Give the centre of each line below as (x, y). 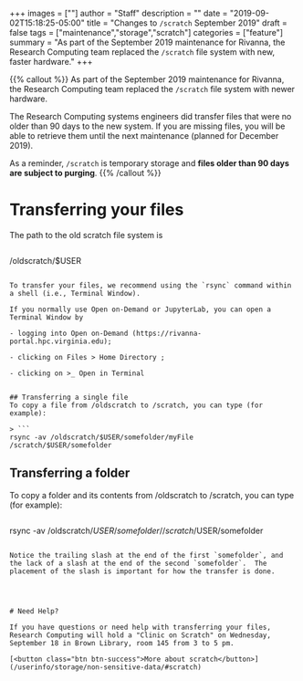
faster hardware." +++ (51, 62)
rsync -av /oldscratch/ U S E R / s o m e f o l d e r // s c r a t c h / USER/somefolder (136, 530)
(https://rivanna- (167, 333)
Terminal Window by (47, 317)
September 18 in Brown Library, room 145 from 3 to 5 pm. (122, 643)
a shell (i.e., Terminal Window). (75, 293)
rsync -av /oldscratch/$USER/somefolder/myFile (102, 437)
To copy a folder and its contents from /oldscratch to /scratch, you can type (152, 495)
